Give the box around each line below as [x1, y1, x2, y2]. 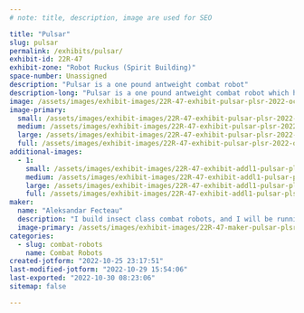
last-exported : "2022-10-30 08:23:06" [9, 273, 156, 283]
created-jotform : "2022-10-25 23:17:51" [9, 257, 165, 266]
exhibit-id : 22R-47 [9, 55, 83, 64]
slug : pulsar [9, 38, 59, 47]
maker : [9, 198, 34, 207]
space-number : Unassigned [9, 71, 107, 81]
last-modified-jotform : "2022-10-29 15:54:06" [9, 265, 188, 274]
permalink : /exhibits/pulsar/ [9, 46, 124, 55]
